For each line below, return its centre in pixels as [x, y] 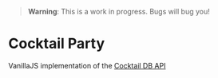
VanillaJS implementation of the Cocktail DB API [87, 65]
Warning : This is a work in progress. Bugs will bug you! [119, 12]
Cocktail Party [57, 44]
